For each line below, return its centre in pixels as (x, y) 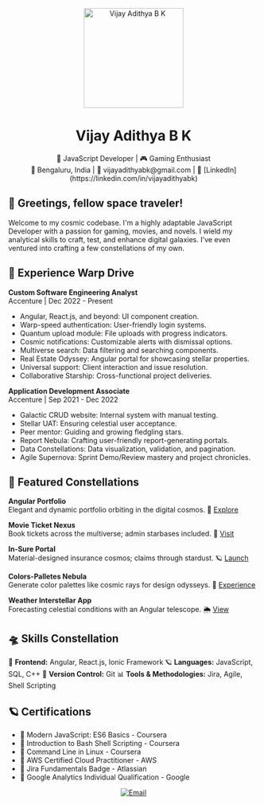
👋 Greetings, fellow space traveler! (96, 204)
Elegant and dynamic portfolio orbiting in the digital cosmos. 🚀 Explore (123, 510)
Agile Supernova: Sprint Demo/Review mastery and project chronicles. (135, 457)
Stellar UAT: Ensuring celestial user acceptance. (98, 423)
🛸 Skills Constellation (64, 638)
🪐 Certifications (50, 711)
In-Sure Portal (32, 549)
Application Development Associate (69, 391)
